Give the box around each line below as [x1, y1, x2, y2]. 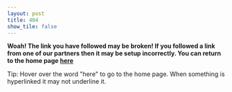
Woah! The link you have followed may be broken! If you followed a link [7, 42, 216, 50]
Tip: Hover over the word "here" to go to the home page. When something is [7, 70, 225, 78]
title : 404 [7, 17, 39, 24]
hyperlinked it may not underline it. [7, 77, 107, 86]
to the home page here [7, 57, 74, 65]
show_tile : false [7, 23, 57, 30]
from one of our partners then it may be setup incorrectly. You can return [7, 49, 222, 57]
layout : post [7, 10, 45, 17]
